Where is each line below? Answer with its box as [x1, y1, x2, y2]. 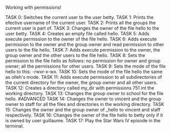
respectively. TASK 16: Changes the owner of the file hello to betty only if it [5, 112, 163, 118]
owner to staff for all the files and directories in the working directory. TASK [5, 101, 165, 107]
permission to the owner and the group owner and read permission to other [5, 41, 164, 48]
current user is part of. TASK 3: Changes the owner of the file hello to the [5, 25, 160, 31]
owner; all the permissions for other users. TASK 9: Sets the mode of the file [5, 63, 166, 69]
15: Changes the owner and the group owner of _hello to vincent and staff [5, 107, 161, 113]
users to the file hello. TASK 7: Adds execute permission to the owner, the [5, 47, 160, 53]
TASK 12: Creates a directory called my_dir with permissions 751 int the [5, 85, 155, 91]
